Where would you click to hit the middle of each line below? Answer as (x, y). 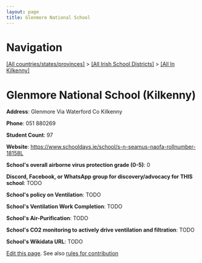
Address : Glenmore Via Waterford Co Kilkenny (64, 112)
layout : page (23, 12)
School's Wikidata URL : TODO (45, 242)
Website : (18, 147)
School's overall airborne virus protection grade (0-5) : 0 (78, 165)
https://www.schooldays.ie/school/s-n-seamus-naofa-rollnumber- (113, 147)
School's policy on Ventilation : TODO (54, 195)
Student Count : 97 (30, 135)
